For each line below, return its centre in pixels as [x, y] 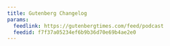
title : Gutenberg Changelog [47, 13]
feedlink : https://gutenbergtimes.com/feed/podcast [89, 26]
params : [18, 20]
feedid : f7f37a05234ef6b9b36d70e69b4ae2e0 [75, 32]
